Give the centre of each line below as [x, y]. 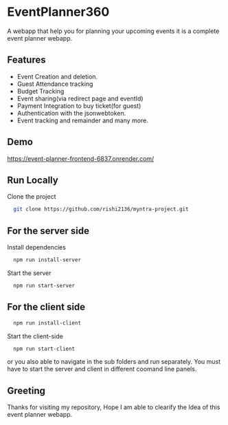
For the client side [46, 307]
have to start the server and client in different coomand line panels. [102, 369]
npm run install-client [47, 323]
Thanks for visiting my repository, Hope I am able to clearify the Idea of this [114, 407]
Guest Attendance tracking [55, 84]
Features [26, 60]
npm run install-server [47, 260]
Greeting [26, 390]
